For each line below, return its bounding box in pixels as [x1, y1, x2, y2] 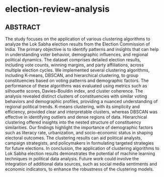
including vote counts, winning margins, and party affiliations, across [5, 62, 144, 68]
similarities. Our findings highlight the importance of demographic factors [5, 125, 153, 130]
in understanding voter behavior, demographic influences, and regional [5, 51, 148, 57]
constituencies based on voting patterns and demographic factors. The [5, 77, 149, 83]
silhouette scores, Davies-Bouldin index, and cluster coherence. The [5, 88, 143, 94]
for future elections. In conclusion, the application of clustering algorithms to [5, 146, 160, 151]
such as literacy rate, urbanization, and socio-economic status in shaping [5, 130, 153, 135]
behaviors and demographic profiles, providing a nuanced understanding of [5, 99, 158, 104]
